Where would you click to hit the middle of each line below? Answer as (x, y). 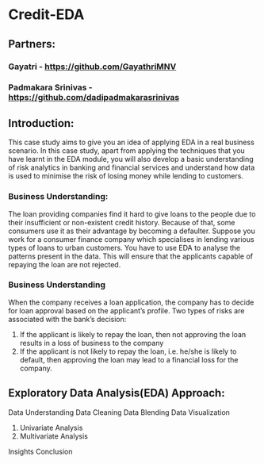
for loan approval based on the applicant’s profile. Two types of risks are (126, 310)
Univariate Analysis (51, 428)
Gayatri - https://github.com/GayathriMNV (92, 67)
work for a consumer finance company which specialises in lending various (132, 239)
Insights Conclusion (40, 451)
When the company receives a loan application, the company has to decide (131, 302)
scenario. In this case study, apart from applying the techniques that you (127, 151)
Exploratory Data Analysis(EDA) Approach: (117, 393)
